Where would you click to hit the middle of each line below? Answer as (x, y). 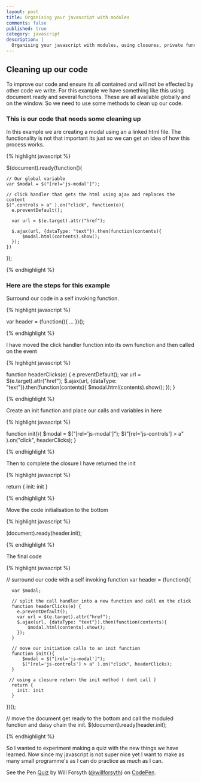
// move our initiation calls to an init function (76, 649)
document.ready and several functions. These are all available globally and (98, 97)
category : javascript (33, 34)
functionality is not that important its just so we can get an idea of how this (98, 138)
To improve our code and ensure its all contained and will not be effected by (100, 84)
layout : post (22, 12)
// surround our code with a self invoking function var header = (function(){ (99, 580)
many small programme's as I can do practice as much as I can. (85, 761)
